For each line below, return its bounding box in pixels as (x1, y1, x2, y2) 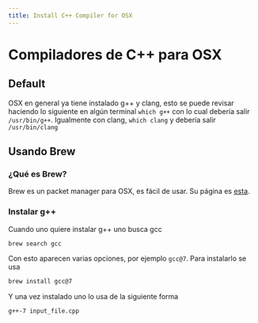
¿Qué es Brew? (8, 168, 67, 179)
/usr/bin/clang (8, 123, 59, 131)
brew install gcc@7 (8, 278, 73, 286)
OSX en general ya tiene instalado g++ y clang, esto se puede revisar (8, 98, 235, 108)
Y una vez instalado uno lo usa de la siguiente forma (8, 292, 179, 302)
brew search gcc (8, 239, 62, 248)
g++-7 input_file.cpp (8, 307, 80, 315)
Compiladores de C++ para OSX (8, 45, 222, 63)
